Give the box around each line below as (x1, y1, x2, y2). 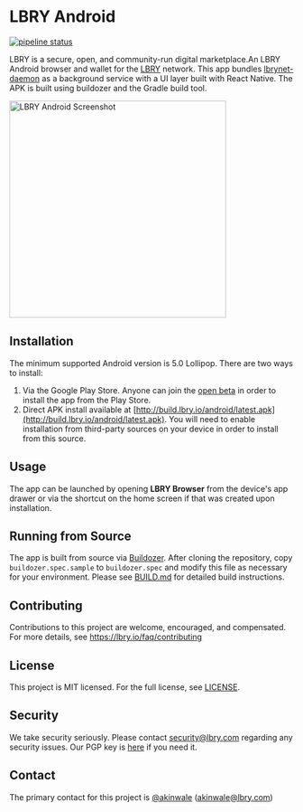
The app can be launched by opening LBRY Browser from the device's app (9, 483, 289, 494)
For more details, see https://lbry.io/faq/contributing (9, 631, 203, 643)
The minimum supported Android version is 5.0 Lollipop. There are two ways (9, 357, 293, 368)
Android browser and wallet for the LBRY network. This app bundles (9, 63, 262, 74)
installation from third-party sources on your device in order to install (22, 423, 279, 434)
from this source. (22, 432, 87, 444)
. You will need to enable (164, 413, 255, 424)
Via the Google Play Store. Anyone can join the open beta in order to (22, 384, 277, 395)
